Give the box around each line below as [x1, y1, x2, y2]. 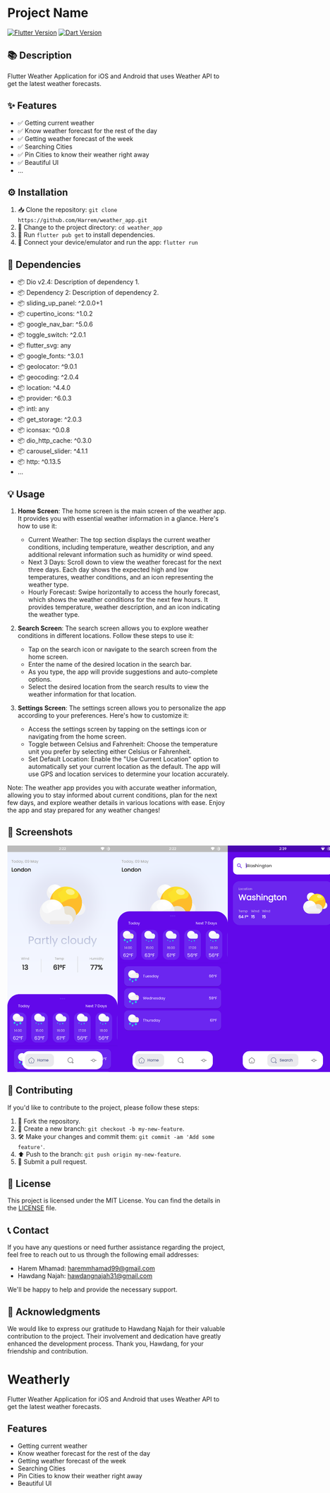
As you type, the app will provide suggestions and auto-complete [28, 668, 219, 676]
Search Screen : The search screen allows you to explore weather [17, 624, 209, 632]
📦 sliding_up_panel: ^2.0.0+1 [17, 299, 103, 307]
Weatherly [7, 1372, 71, 1388]
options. [28, 675, 52, 683]
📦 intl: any [17, 405, 49, 413]
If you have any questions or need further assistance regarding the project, [7, 1243, 226, 1252]
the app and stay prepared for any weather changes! [7, 806, 161, 814]
